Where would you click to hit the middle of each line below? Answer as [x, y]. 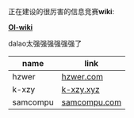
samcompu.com [91, 102]
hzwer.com [82, 77]
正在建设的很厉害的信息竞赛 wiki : [61, 11]
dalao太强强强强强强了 [45, 43]
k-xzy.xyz [81, 89]
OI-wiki [21, 27]
